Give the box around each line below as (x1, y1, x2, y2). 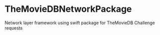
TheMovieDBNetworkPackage (4, 3, 132, 15)
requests (4, 25, 23, 31)
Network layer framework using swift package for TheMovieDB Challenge (4, 20, 156, 26)
